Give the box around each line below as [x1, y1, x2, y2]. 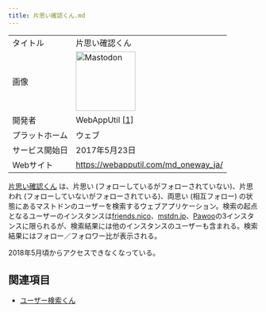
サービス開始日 [12, 144, 69, 156]
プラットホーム [12, 129, 68, 141]
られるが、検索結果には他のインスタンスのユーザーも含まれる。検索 [35, 221, 258, 230]
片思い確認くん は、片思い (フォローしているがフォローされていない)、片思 [8, 181, 254, 191]
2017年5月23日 [75, 144, 137, 156]
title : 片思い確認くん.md [8, 11, 86, 20]
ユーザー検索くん [19, 295, 76, 306]
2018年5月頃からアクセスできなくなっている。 [8, 248, 160, 257]
